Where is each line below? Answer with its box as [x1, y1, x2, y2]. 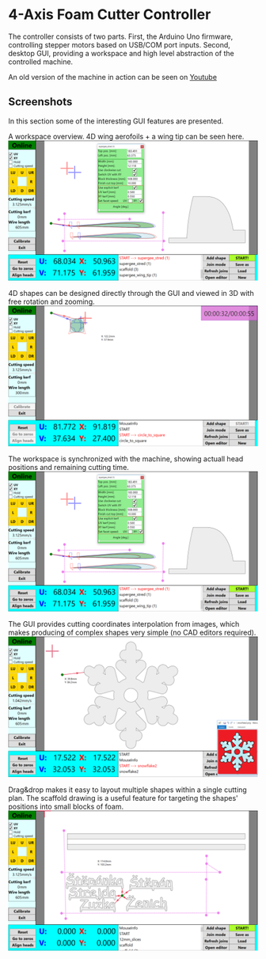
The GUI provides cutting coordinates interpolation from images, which [8, 620, 240, 629]
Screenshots [8, 95, 73, 108]
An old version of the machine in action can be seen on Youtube [8, 72, 218, 81]
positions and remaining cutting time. [8, 462, 129, 472]
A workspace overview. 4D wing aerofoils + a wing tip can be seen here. [8, 131, 245, 141]
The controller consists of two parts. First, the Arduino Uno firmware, [8, 32, 234, 41]
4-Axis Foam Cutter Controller [8, 6, 211, 24]
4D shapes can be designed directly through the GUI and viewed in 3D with [8, 289, 255, 298]
